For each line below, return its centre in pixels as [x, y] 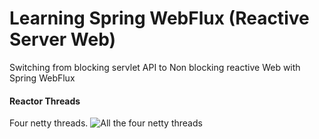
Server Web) [63, 39]
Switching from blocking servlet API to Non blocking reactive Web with [155, 67]
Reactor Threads [45, 101]
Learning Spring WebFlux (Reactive [159, 18]
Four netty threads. [49, 123]
